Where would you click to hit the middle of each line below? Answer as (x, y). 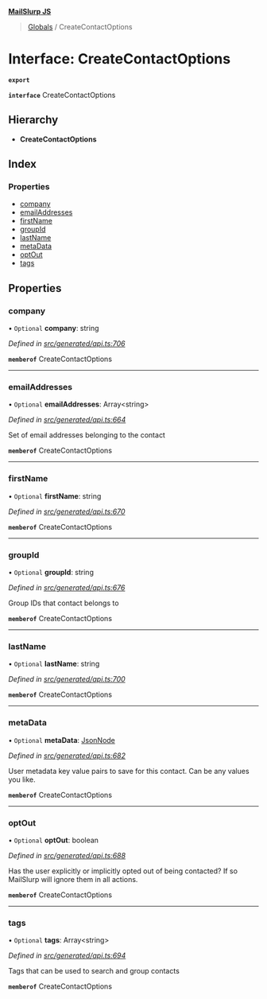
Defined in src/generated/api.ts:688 (67, 855)
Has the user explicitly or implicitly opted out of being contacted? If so (123, 871)
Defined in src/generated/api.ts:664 (67, 420)
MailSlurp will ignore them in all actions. (73, 879)
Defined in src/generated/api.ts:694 (67, 956)
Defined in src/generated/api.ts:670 (67, 511)
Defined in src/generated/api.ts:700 (67, 679)
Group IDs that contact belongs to (64, 603)
